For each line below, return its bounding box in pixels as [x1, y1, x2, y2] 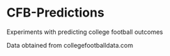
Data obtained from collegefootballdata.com [6, 41, 134, 49]
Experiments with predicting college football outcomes [6, 28, 163, 36]
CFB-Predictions [6, 5, 105, 21]
